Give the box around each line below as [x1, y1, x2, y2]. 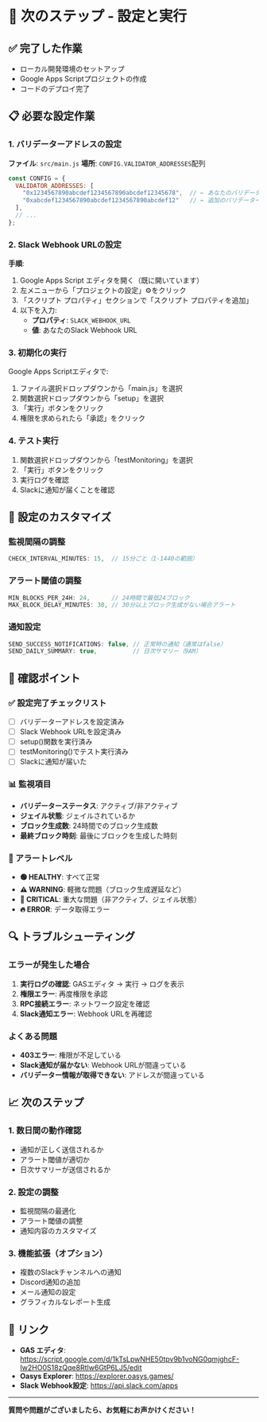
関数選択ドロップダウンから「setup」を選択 [19, 393, 164, 403]
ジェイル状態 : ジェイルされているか [19, 811, 136, 820]
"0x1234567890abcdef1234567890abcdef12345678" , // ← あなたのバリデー [22, 189, 256, 197]
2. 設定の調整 [8, 1186, 59, 1197]
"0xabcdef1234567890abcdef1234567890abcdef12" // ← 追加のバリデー [22, 197, 250, 205]
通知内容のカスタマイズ [19, 1225, 97, 1235]
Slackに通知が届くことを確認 [19, 485, 115, 494]
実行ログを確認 [19, 475, 69, 484]
